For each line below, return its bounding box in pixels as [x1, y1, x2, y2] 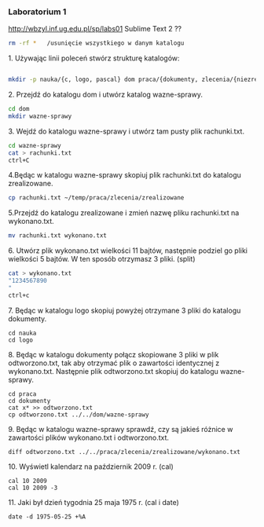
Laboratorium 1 [8, 6, 67, 17]
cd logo [8, 336, 34, 344]
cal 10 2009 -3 [8, 484, 58, 492]
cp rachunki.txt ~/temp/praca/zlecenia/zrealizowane [8, 194, 185, 202]
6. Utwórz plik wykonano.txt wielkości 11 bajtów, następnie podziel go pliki [8, 246, 248, 255]
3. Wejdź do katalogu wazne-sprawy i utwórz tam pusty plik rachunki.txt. [8, 126, 245, 136]
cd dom [8, 105, 30, 113]
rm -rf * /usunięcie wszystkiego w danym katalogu [8, 39, 185, 47]
